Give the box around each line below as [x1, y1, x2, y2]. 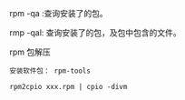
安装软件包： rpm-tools [9, 66, 91, 75]
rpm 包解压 [9, 46, 52, 57]
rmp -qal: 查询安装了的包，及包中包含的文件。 [9, 27, 181, 38]
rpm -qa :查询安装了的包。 [9, 8, 109, 18]
